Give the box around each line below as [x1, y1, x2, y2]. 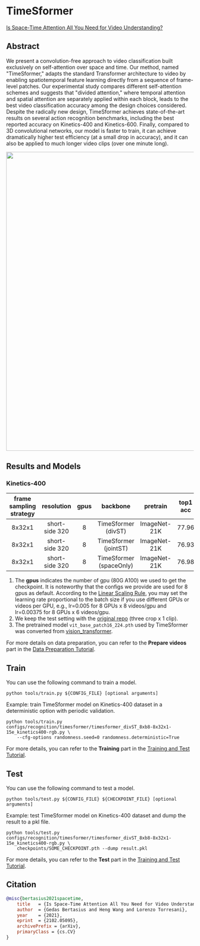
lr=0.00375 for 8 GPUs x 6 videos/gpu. [14, 609, 110, 616]
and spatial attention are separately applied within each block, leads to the [6, 95, 189, 102]
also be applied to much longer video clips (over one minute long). [6, 139, 168, 147]
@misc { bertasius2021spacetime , [6, 895, 84, 901]
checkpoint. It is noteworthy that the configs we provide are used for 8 [14, 583, 188, 590]
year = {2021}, [17, 912, 62, 918]
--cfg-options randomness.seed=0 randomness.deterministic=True [17, 734, 180, 741]
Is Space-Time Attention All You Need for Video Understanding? [6, 24, 163, 31]
